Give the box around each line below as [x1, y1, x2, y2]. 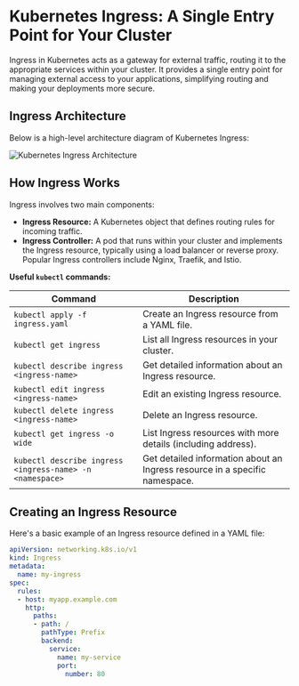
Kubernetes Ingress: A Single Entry [9, 6, 275, 27]
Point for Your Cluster [9, 25, 173, 45]
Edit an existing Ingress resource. [141, 387, 282, 399]
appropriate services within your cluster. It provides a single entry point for [9, 64, 283, 75]
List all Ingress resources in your [141, 333, 279, 345]
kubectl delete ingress [13, 405, 115, 416]
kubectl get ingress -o [13, 429, 115, 439]
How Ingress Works [9, 175, 120, 190]
